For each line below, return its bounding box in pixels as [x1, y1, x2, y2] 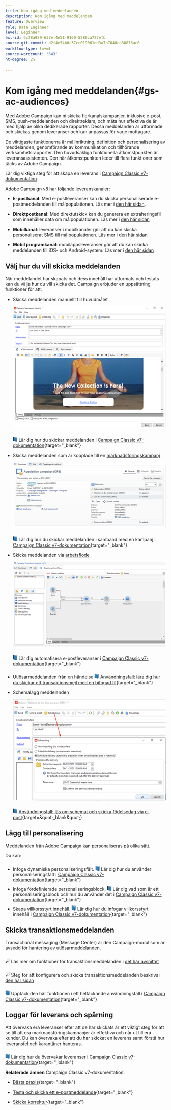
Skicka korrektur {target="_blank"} [12, 1099, 84, 1105]
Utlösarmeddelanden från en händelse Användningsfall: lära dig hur [12, 674, 160, 680]
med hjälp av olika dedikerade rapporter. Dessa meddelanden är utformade [5, 123, 163, 130]
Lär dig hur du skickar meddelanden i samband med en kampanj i [18, 536, 156, 542]
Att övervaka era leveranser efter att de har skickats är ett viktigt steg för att [5, 1024, 164, 1030]
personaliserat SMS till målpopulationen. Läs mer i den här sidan [12, 232, 148, 238]
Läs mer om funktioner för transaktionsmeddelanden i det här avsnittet [11, 958, 159, 964]
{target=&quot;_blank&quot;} [22, 814, 82, 820]
